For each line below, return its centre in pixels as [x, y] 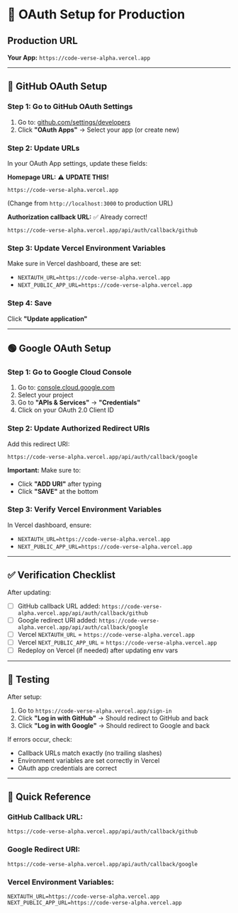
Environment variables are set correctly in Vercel [89, 760]
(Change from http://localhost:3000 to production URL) [90, 203]
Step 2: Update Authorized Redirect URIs [79, 429]
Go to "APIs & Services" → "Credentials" [79, 402]
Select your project [45, 395]
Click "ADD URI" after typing [59, 484]
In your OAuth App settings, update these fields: [77, 163]
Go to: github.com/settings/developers [74, 122]
